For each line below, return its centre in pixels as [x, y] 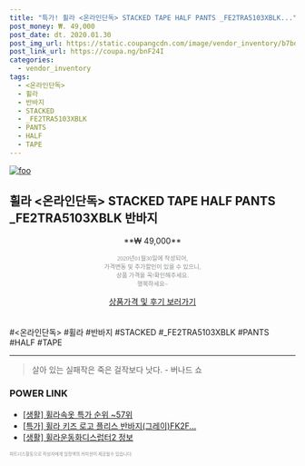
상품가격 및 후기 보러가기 [152, 302]
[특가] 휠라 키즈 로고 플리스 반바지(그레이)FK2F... [109, 426]
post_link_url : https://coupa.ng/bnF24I [87, 52]
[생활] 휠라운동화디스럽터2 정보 [78, 437]
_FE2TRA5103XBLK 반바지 [84, 218]
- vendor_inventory [54, 69]
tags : [20, 77]
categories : [32, 60]
